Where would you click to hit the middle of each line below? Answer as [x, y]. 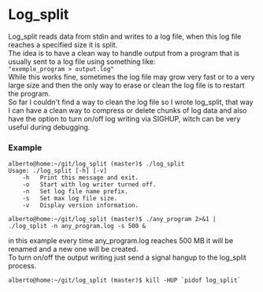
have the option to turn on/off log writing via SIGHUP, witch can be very [124, 118]
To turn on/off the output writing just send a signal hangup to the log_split [127, 257]
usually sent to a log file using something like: [82, 62]
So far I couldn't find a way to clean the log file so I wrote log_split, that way [131, 102]
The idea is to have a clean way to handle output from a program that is [124, 53]
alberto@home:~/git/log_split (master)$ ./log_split [96, 164]
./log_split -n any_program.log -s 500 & [77, 226]
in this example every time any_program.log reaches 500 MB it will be [121, 241]
